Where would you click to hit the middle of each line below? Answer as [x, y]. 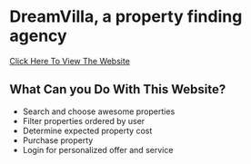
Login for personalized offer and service [98, 150]
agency [38, 36]
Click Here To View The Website [70, 61]
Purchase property [58, 140]
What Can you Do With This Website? [118, 89]
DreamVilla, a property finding [126, 17]
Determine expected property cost [87, 130]
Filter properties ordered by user [84, 121]
